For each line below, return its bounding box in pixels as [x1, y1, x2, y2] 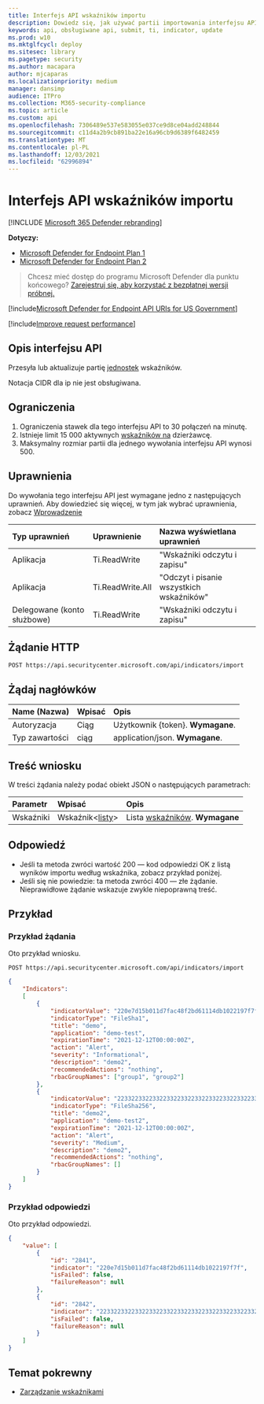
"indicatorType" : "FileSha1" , [49, 1014, 149, 1022]
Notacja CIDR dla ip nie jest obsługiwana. [8, 378, 141, 387]
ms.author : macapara [8, 63, 76, 71]
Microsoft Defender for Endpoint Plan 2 [19, 257, 147, 266]
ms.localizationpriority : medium [8, 77, 118, 85]
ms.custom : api [8, 114, 58, 122]
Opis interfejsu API [8, 342, 102, 355]
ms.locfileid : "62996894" [8, 158, 93, 166]
